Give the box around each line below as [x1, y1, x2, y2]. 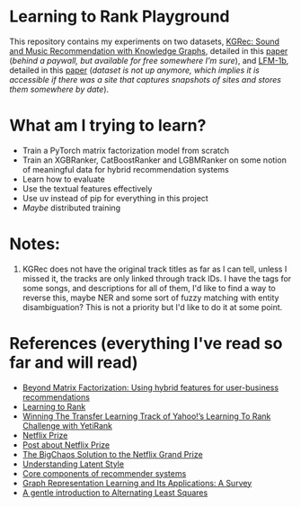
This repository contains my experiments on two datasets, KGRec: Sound [9, 36, 280, 47]
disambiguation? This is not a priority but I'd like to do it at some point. [22, 301, 283, 312]
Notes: [9, 234, 61, 254]
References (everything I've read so [9, 334, 283, 353]
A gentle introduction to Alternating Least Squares [22, 487, 208, 498]
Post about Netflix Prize [22, 439, 111, 450]
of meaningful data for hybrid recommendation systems [22, 164, 229, 174]
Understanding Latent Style [22, 458, 124, 469]
